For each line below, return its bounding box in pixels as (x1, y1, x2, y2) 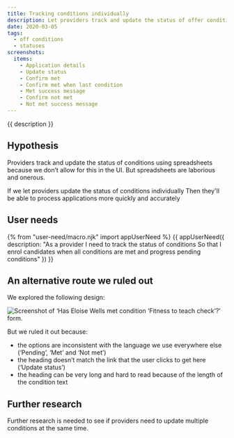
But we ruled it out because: (7, 327, 88, 336)
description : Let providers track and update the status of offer (7, 17, 204, 24)
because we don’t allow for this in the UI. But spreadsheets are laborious (7, 165, 216, 174)
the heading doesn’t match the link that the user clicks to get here (17, 356, 206, 364)
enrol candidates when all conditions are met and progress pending (7, 248, 201, 256)
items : (13, 56, 33, 63)
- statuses (13, 42, 45, 49)
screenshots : (7, 49, 45, 56)
